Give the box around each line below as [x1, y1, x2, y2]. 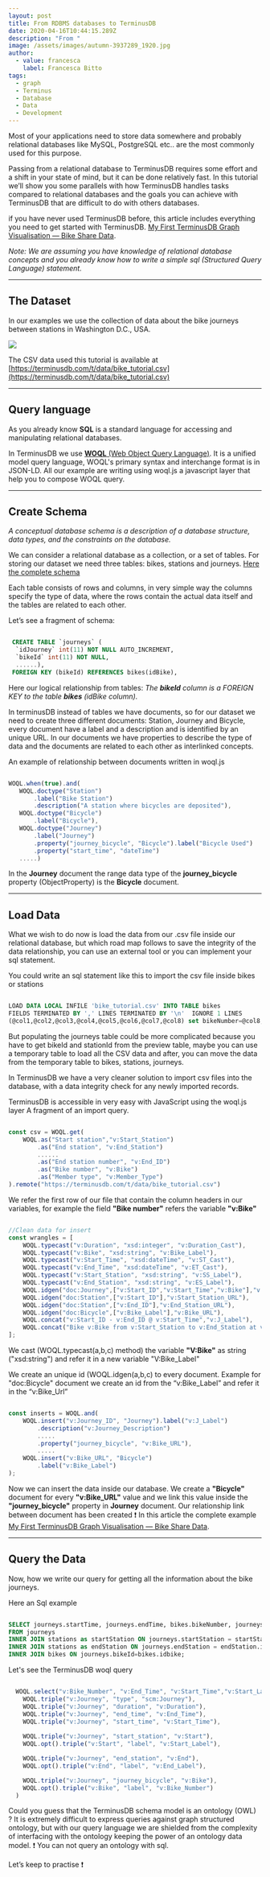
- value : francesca [15, 57, 81, 65]
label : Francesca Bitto [22, 64, 103, 72]
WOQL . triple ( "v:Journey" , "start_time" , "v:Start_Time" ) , [22, 1718, 221, 1726]
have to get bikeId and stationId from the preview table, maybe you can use [8, 1040, 259, 1050]
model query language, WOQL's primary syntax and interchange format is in [8, 456, 260, 467]
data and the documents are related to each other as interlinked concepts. [8, 741, 254, 751]
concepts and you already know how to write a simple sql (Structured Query [8, 255, 262, 264]
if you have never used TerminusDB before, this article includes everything [8, 214, 256, 223]
